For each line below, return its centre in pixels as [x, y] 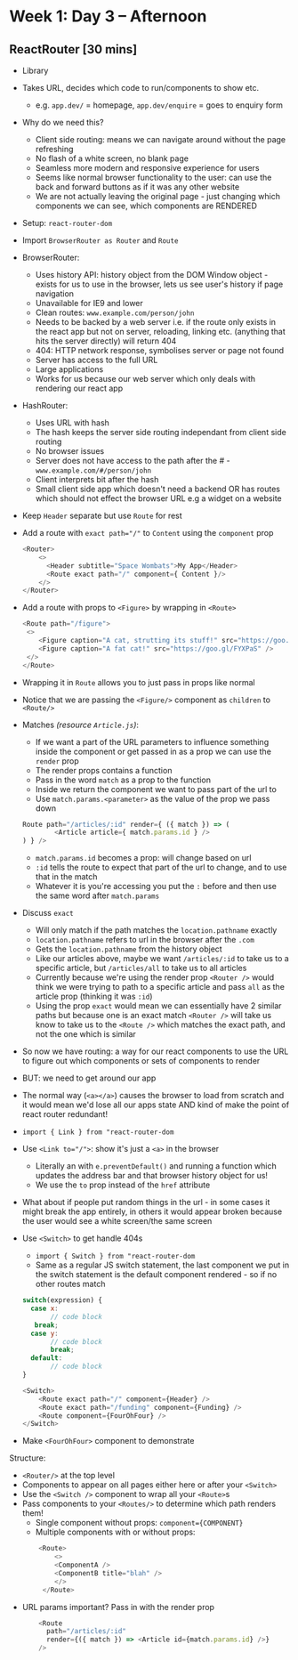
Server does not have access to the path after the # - [133, 461]
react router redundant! [65, 1114]
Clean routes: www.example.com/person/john [115, 312]
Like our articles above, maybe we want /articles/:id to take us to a [162, 959]
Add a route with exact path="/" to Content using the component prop [148, 533]
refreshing [54, 149]
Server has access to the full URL [97, 360]
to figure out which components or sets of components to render [141, 1061]
